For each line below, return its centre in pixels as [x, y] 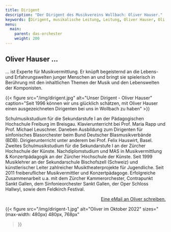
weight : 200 [27, 39]
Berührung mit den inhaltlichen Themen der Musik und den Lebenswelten [82, 82]
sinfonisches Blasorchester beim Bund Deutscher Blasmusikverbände [78, 135]
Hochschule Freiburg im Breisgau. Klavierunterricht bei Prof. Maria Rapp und [85, 124]
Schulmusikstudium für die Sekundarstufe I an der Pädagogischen [75, 119]
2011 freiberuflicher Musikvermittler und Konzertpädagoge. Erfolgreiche [80, 173]
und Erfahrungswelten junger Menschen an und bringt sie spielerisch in [80, 77]
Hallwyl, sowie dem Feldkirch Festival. [45, 189]
